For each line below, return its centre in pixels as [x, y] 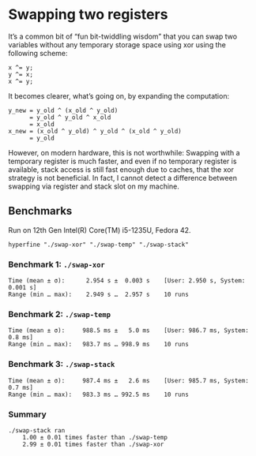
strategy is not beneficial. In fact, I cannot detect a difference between [122, 178]
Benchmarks [40, 211]
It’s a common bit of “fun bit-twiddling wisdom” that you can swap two [123, 36]
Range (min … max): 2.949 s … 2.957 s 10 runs [99, 295]
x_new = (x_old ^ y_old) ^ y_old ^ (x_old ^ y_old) [95, 131]
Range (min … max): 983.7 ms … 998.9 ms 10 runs [99, 345]
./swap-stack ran [37, 430]
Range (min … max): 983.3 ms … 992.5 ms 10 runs [99, 394]
